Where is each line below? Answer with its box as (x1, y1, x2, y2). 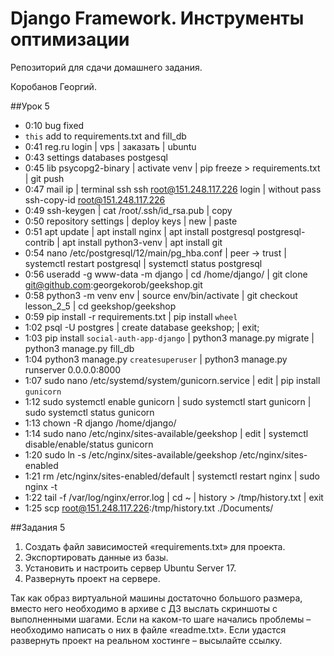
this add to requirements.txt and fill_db (24, 130, 187, 142)
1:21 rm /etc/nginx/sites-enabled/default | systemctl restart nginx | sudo (24, 470, 320, 482)
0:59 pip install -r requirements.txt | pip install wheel (24, 310, 238, 322)
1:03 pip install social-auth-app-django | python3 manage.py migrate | (24, 332, 315, 344)
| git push (24, 172, 65, 184)
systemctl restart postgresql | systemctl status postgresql (24, 257, 263, 269)
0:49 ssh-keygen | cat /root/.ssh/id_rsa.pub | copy (24, 204, 233, 216)
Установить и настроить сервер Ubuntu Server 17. (24, 562, 237, 574)
